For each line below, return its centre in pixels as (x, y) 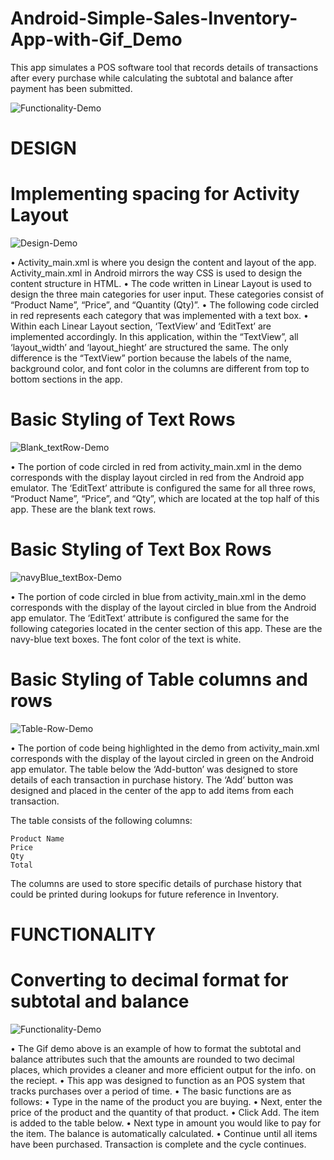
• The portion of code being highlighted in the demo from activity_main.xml (165, 748)
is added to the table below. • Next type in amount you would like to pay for (166, 1123)
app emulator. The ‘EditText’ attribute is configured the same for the (150, 618)
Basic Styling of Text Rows (123, 419)
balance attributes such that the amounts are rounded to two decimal (152, 1059)
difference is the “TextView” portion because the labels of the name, (151, 358)
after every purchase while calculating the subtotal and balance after (152, 78)
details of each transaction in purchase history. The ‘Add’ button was (152, 779)
